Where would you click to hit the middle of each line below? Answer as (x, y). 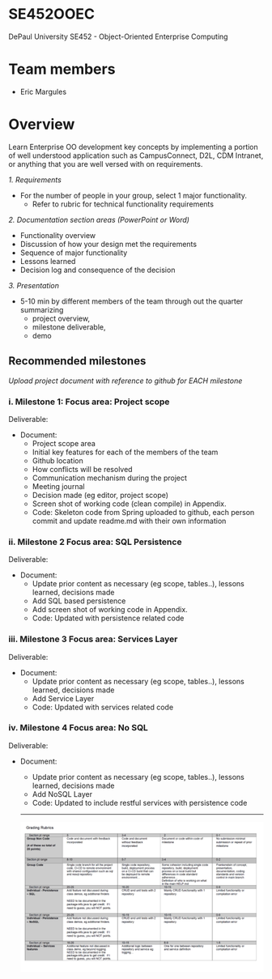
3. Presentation (34, 285)
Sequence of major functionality (74, 253)
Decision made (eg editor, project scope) (100, 495)
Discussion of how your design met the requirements (108, 244)
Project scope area (64, 443)
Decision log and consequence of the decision (98, 270)
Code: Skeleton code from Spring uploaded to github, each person (143, 512)
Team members (62, 69)
